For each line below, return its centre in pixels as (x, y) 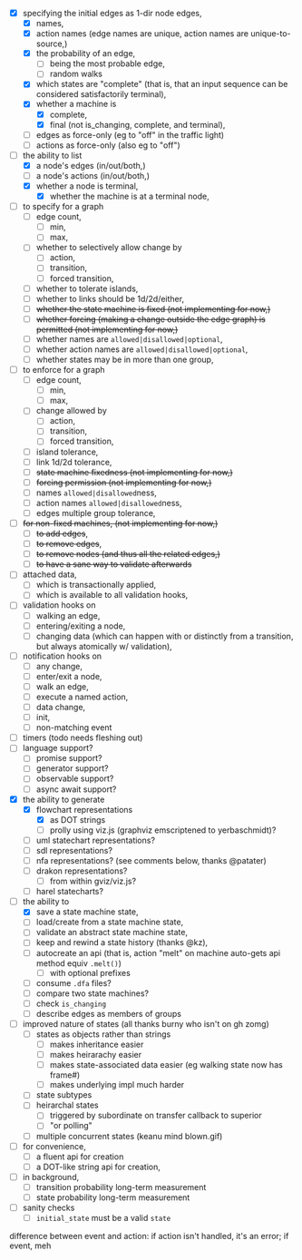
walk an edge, (62, 686)
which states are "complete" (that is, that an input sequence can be (162, 84)
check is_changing (71, 1003)
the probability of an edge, (86, 54)
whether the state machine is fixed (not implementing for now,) (153, 308)
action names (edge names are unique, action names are (142, 34)
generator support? (72, 768)
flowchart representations (84, 809)
